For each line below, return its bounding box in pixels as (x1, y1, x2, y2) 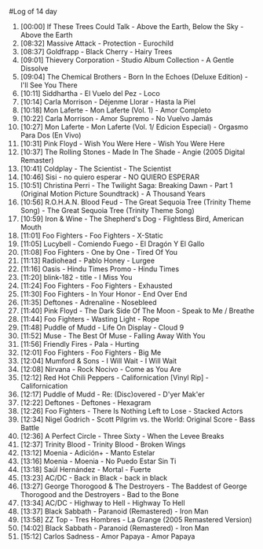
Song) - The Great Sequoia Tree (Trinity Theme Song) (20, 206, 195, 215)
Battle (20, 423, 40, 432)
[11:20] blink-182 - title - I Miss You (20, 273, 133, 282)
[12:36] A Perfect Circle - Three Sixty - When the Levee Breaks (20, 432, 225, 440)
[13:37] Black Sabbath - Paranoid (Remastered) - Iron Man (20, 507, 209, 516)
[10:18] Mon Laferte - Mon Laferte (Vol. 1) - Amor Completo (20, 105, 211, 115)
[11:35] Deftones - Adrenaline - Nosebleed (20, 298, 157, 307)
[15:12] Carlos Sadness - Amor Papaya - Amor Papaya (20, 532, 195, 541)
